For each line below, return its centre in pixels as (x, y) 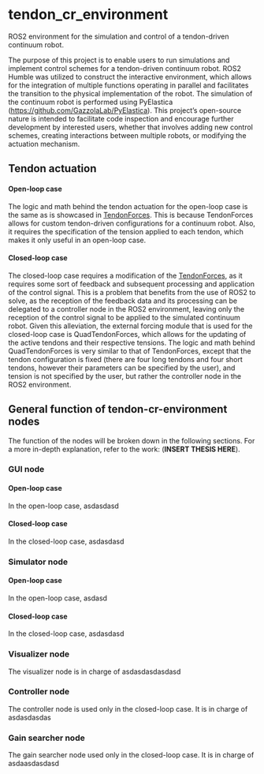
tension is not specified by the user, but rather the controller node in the (125, 376)
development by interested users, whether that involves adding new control (131, 127)
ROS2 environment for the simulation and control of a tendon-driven (119, 36)
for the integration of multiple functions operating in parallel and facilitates (129, 85)
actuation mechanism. (44, 144)
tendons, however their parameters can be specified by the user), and (122, 368)
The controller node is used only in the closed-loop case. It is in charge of (128, 709)
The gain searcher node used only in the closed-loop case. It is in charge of (131, 755)
